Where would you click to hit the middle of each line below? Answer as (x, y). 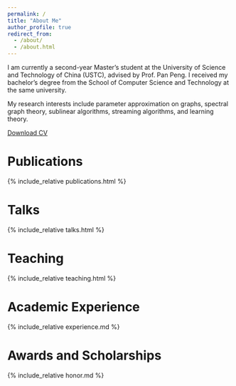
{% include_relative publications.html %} (67, 181)
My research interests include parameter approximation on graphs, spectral (118, 104)
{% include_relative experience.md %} (64, 327)
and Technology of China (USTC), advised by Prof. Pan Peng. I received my (118, 75)
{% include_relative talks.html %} (56, 229)
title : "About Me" (34, 21)
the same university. (37, 90)
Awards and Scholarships (85, 355)
